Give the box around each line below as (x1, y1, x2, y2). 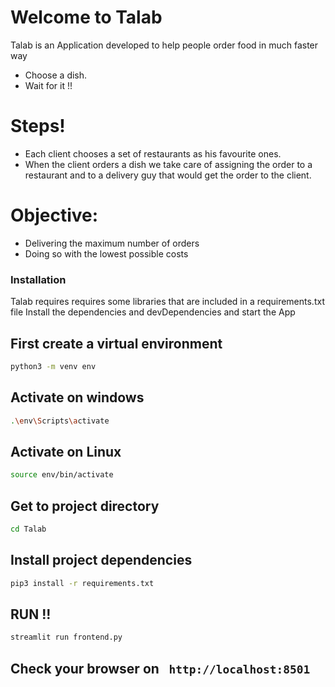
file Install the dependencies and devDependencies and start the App (10, 306, 296, 318)
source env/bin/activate (10, 470, 114, 480)
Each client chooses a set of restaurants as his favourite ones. (24, 147, 282, 160)
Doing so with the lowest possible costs (24, 247, 189, 260)
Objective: (10, 204, 99, 227)
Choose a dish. (24, 69, 88, 81)
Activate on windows (10, 389, 145, 406)
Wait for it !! (24, 79, 73, 91)
